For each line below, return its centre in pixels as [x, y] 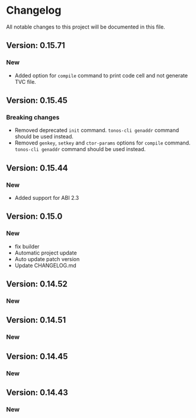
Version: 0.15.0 [34, 217]
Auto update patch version [47, 259]
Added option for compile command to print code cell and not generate [101, 76]
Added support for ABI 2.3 [47, 198]
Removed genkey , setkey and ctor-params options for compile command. [102, 143]
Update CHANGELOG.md [46, 265]
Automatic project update [46, 253]
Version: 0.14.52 [37, 284]
